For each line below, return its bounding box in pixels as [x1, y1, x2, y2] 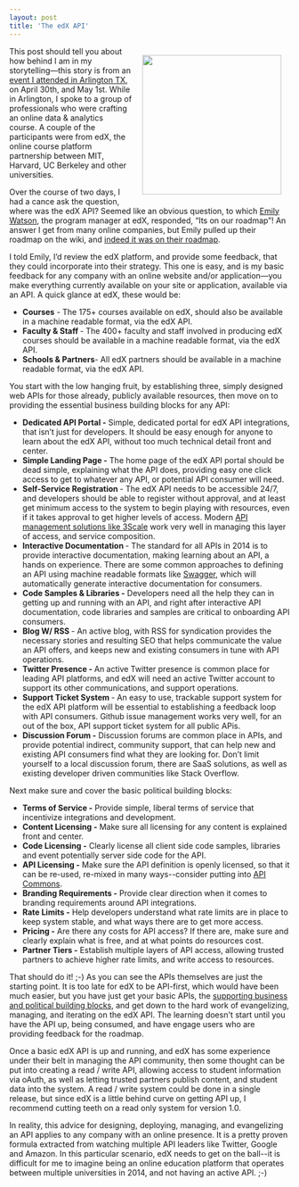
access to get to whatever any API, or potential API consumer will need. [21, 474, 285, 485]
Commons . [21, 878, 63, 889]
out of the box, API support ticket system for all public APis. [21, 720, 241, 731]
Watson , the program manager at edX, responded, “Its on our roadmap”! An [9, 215, 287, 226]
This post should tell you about [9, 46, 123, 56]
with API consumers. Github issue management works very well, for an [21, 710, 282, 721]
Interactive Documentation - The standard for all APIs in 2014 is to [21, 540, 269, 551]
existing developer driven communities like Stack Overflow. [21, 768, 239, 778]
